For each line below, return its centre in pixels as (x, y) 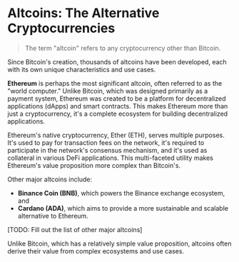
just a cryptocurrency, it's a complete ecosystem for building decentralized (118, 114)
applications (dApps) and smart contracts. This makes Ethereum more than (118, 106)
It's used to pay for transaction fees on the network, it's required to (106, 142)
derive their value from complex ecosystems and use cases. (96, 251)
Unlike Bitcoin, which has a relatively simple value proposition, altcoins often (119, 243)
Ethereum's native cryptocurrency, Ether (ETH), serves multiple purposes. (116, 135)
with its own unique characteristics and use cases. (82, 69)
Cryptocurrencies (61, 28)
